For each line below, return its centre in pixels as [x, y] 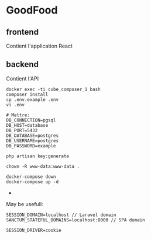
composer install [27, 95]
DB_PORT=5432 [22, 130]
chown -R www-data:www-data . [43, 166]
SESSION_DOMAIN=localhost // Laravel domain [61, 215]
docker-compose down [31, 177]
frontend [23, 32]
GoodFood [32, 10]
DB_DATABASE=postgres [32, 136]
